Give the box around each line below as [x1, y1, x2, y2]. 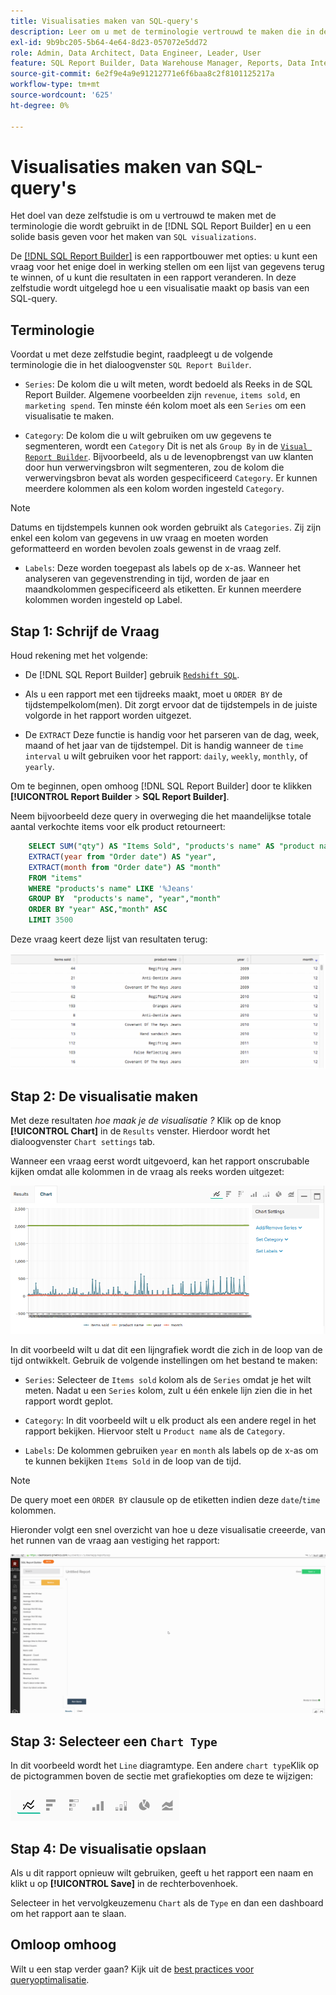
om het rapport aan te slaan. [10, 1908, 127, 1920]
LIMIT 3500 [28, 915, 74, 925]
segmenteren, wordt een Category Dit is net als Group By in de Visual [24, 440, 308, 452]
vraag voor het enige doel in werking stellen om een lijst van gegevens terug [10, 261, 325, 273]
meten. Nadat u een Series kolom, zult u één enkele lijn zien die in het [24, 1385, 313, 1397]
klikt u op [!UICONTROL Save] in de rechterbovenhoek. [10, 1878, 239, 1890]
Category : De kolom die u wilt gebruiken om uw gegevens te [24, 430, 272, 442]
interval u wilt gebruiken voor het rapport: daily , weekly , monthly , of [24, 750, 308, 762]
